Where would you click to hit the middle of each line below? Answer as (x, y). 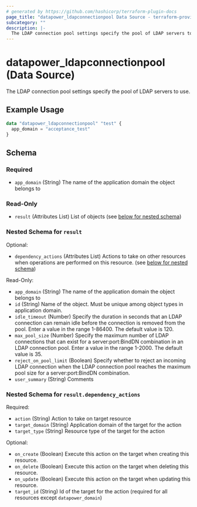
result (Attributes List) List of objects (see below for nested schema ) (98, 217)
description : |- (26, 28)
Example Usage (35, 110)
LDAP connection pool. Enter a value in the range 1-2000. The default (98, 347)
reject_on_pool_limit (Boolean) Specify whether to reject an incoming (100, 360)
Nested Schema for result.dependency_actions (73, 394)
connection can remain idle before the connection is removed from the (100, 323)
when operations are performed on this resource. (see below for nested (101, 262)
